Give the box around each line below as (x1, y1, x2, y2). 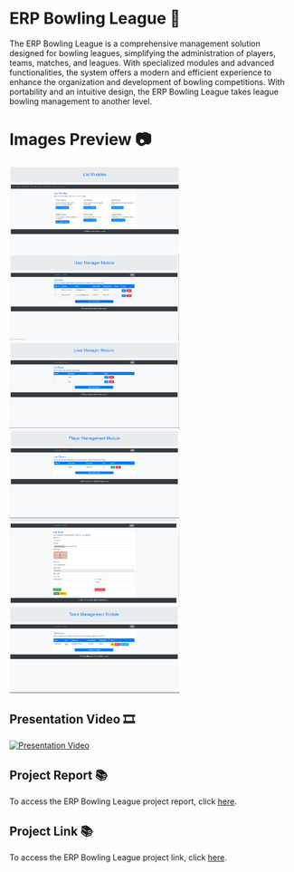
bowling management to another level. (9, 95, 152, 107)
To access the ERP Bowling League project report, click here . (9, 796, 238, 807)
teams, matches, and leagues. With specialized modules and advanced (9, 57, 274, 68)
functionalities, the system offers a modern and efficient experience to (9, 67, 272, 78)
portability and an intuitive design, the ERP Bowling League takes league (9, 86, 279, 97)
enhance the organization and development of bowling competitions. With (9, 76, 285, 87)
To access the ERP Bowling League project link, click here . (9, 851, 228, 863)
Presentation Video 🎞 (9, 711, 136, 727)
